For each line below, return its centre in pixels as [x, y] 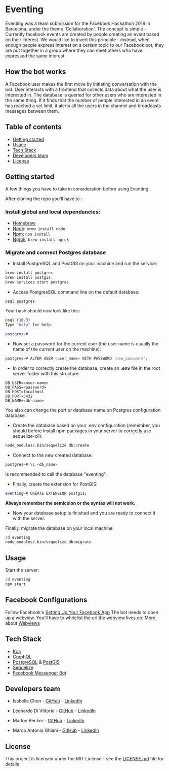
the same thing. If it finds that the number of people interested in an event [82, 100]
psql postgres [20, 301]
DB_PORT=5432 [19, 396]
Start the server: [22, 570]
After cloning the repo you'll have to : [44, 199]
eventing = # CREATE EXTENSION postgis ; [46, 493]
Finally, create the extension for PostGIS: [55, 484]
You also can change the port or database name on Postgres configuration [83, 410]
